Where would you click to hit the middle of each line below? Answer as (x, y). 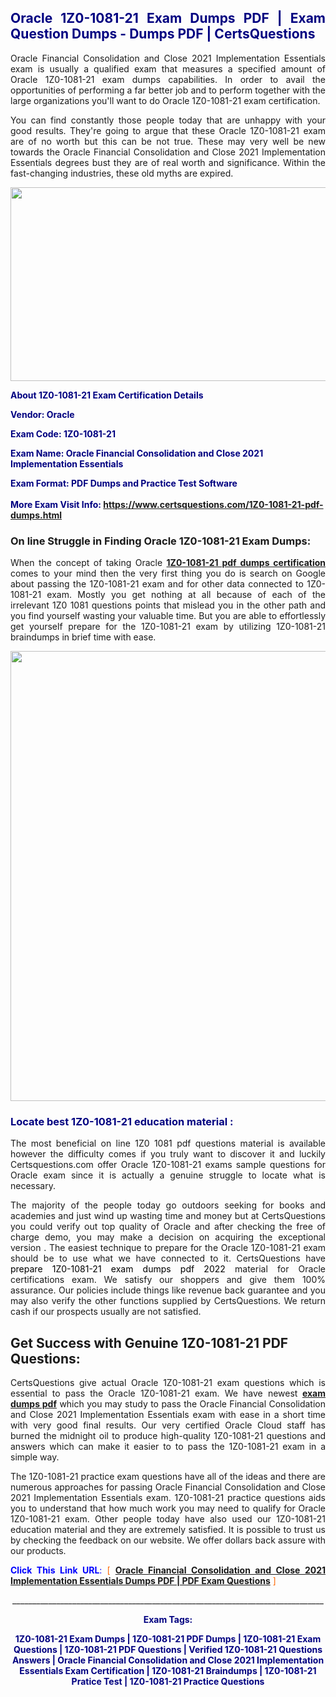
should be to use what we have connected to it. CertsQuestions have (168, 1258)
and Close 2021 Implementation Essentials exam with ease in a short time (168, 1415)
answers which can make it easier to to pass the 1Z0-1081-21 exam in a (168, 1447)
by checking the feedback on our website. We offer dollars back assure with (168, 1540)
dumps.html (36, 515)
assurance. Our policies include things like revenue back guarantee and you (168, 1290)
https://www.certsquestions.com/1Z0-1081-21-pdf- (213, 504)
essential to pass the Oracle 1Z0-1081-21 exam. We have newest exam (168, 1393)
